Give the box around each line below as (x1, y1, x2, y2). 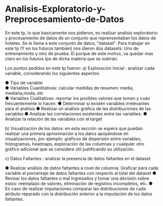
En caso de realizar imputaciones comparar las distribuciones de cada (5, 186, 146, 191)
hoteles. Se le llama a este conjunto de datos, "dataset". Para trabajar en (5, 40, 150, 46)
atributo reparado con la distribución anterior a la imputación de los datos (5, 191, 152, 197)
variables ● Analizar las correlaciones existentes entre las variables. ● (5, 111, 147, 116)
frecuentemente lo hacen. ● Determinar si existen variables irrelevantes (5, 100, 150, 106)
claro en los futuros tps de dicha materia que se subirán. (5, 56, 118, 61)
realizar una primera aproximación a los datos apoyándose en (5, 131, 129, 136)
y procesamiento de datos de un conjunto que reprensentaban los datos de (5, 35, 156, 41)
